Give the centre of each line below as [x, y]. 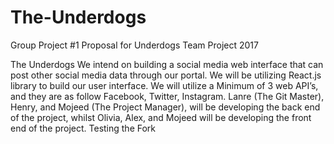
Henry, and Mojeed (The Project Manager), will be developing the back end [165, 107]
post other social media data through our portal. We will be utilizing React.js [166, 75]
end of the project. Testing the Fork [83, 128]
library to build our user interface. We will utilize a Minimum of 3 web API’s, [164, 85]
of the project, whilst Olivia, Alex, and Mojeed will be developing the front [161, 117]
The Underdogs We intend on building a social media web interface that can [167, 64]
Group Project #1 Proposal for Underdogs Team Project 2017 [134, 45]
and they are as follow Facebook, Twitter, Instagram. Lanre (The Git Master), [167, 96]
